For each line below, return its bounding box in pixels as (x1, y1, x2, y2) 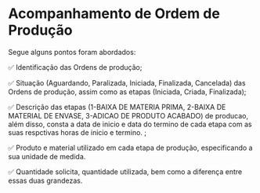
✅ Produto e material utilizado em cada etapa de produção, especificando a (8, 143, 253, 152)
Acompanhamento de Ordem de (8, 5, 221, 23)
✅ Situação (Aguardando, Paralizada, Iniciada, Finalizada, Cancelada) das (8, 78, 246, 87)
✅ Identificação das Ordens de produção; (8, 62, 143, 71)
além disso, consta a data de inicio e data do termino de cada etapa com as (8, 119, 252, 129)
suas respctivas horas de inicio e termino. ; (8, 127, 147, 137)
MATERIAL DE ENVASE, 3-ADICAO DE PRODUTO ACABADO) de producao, (8, 111, 249, 120)
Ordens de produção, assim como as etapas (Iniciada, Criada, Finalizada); (8, 87, 247, 96)
